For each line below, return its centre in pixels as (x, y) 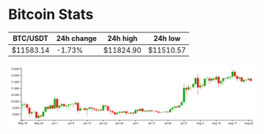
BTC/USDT (31, 39)
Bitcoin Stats (51, 15)
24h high (123, 39)
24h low (167, 39)
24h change (77, 39)
